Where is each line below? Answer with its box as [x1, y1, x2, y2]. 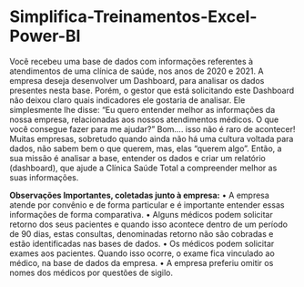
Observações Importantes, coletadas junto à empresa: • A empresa [9, 190, 270, 200]
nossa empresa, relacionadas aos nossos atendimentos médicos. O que [9, 114, 279, 125]
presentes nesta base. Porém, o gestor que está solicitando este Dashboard [9, 85, 294, 96]
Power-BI [9, 26, 81, 46]
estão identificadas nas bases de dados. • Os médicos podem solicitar [9, 238, 275, 249]
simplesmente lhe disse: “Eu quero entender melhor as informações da [9, 104, 276, 115]
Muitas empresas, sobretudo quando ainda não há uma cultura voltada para [9, 133, 294, 144]
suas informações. [9, 171, 79, 183]
